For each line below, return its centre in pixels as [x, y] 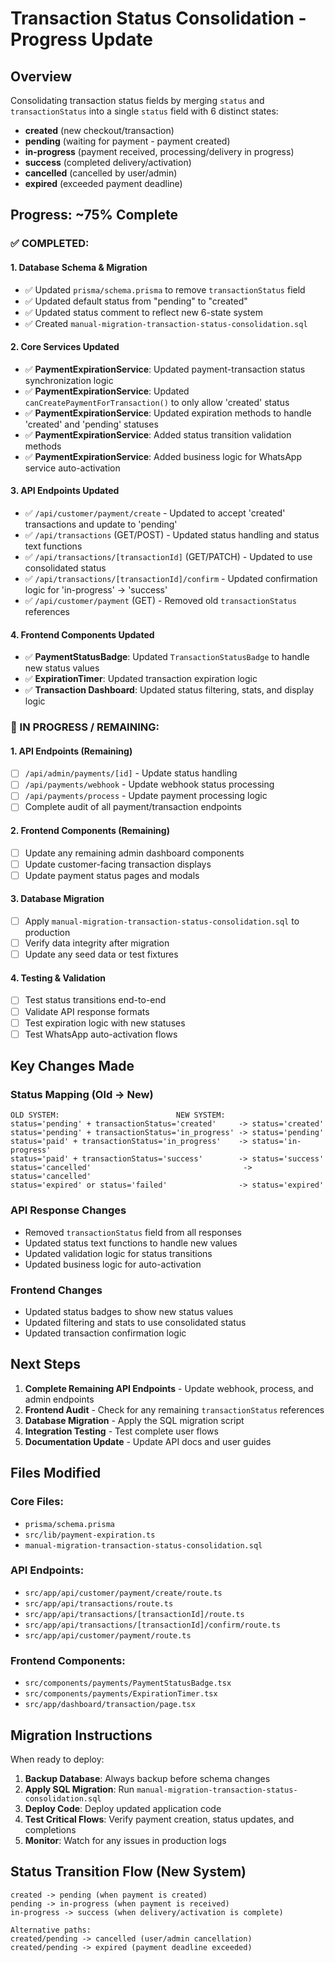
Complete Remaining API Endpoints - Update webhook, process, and [169, 1388]
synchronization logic [69, 380]
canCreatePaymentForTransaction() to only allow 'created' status [157, 402]
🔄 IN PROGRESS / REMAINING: [85, 727]
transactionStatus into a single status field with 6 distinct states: [144, 111]
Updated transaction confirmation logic [105, 1333]
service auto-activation [72, 468]
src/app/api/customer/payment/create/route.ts [123, 1593]
